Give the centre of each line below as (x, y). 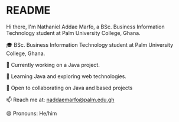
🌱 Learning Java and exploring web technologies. (66, 76)
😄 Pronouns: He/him (32, 113)
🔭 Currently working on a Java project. (53, 65)
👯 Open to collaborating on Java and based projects (69, 88)
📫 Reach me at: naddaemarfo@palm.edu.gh (60, 99)
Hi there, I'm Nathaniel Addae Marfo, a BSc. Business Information (85, 27)
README (28, 10)
